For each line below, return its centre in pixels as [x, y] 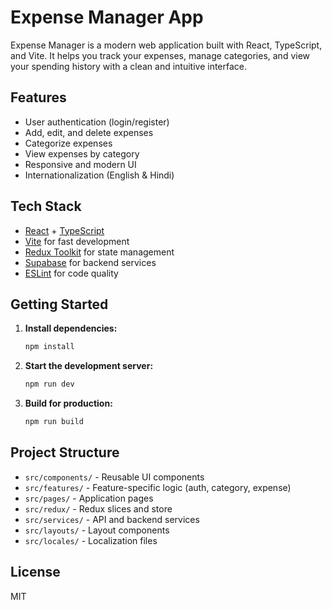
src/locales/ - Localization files [91, 540]
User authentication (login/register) [97, 122]
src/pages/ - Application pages [89, 498]
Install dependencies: [71, 328]
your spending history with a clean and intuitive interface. [129, 66]
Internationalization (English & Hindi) [99, 175]
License [35, 572]
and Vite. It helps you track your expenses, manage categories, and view [160, 55]
